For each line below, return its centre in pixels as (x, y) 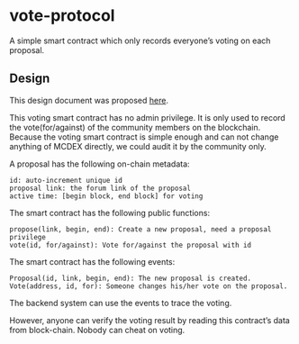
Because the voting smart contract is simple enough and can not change (144, 137)
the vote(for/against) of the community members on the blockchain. (135, 127)
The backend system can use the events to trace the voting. (121, 303)
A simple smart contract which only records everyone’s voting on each (140, 41)
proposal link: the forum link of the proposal (100, 188)
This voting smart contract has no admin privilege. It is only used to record (147, 117)
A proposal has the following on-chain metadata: (100, 164)
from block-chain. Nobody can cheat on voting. (97, 330)
